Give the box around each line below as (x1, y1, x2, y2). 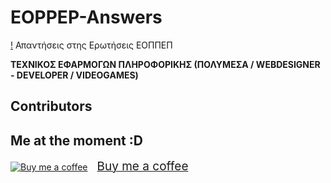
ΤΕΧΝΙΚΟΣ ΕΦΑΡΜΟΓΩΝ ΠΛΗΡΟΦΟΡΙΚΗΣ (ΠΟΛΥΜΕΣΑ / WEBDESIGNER (10, 58, 321, 70)
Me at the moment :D (10, 132, 143, 149)
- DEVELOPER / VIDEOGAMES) (10, 69, 139, 81)
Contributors (10, 98, 93, 115)
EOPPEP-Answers (10, 6, 163, 29)
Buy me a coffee (96, 159, 189, 175)
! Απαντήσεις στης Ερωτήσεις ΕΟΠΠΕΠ (10, 39, 173, 51)
